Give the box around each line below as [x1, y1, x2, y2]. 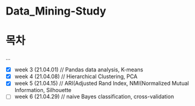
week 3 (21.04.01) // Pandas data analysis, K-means [14, 66, 144, 73]
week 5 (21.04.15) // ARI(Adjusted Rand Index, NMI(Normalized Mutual [14, 80, 189, 87]
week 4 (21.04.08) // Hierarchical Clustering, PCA [14, 73, 137, 80]
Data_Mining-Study [5, 4, 107, 18]
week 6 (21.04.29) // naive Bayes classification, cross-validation [14, 93, 174, 101]
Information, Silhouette [14, 87, 72, 94]
